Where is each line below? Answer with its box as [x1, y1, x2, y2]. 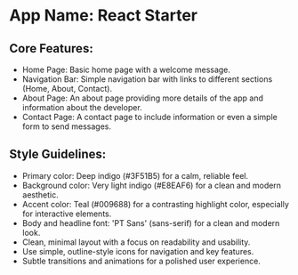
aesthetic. [21, 189, 60, 200]
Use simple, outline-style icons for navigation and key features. [21, 246, 254, 256]
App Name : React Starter [9, 5, 198, 26]
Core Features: [9, 41, 93, 56]
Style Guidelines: [9, 147, 107, 162]
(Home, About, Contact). [21, 84, 113, 93]
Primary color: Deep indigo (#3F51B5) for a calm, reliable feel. [21, 170, 249, 181]
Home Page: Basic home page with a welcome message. [21, 64, 231, 75]
